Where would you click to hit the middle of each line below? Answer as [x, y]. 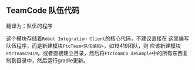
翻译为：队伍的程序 [29, 26]
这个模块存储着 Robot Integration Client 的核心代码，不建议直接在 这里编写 [97, 38]
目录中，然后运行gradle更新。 [52, 60]
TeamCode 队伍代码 [43, 11]
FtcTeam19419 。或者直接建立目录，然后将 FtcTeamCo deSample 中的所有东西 [95, 53]
